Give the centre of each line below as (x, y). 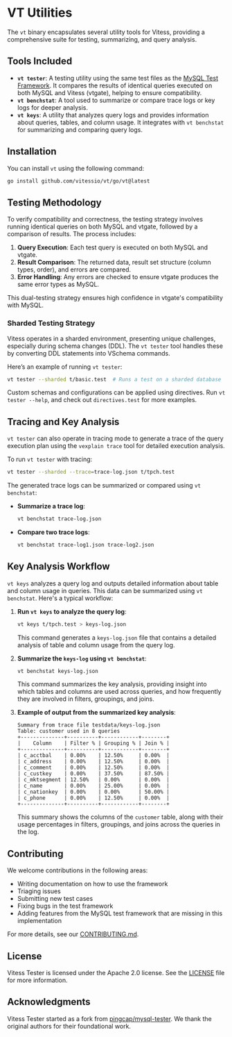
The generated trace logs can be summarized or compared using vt (104, 486)
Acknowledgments (49, 1002)
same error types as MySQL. (58, 284)
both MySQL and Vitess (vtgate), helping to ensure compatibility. (109, 92)
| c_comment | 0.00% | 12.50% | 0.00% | (93, 768)
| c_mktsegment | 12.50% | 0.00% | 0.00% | (93, 780)
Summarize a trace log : (51, 506)
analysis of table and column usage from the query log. (96, 645)
